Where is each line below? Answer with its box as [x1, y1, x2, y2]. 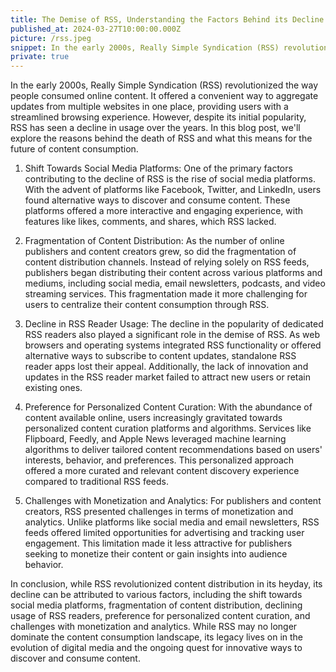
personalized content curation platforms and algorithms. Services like [24, 422, 312, 435]
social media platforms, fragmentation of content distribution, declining [10, 599, 303, 611]
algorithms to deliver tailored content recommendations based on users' [24, 444, 323, 456]
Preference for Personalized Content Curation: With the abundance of [24, 401, 313, 413]
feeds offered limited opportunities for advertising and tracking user [24, 527, 305, 539]
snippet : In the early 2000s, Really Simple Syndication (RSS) [10, 42, 280, 53]
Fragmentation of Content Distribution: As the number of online [24, 235, 285, 247]
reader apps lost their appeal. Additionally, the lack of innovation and [24, 361, 309, 373]
